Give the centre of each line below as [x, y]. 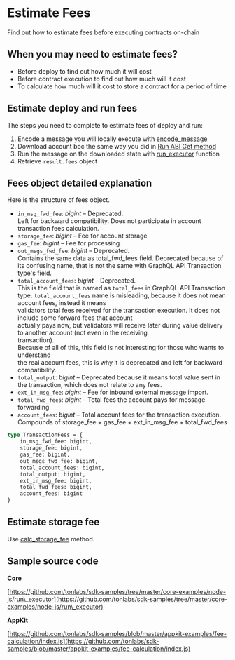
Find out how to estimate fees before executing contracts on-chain [104, 32]
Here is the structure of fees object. [58, 200]
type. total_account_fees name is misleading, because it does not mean [121, 295]
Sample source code [53, 561]
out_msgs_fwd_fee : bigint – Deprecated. [73, 251]
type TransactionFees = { [45, 435]
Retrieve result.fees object [57, 161]
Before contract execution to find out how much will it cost [102, 79]
